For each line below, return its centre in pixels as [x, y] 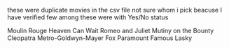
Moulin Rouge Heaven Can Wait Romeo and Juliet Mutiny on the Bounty [111, 31]
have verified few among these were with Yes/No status [88, 17]
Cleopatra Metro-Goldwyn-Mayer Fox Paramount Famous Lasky [100, 38]
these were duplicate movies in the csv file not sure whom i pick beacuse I [115, 10]
